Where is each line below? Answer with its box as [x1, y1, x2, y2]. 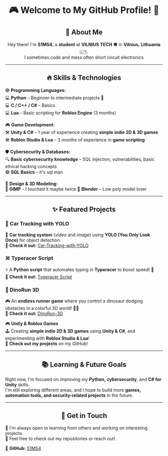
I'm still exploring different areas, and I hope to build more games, [5, 387, 141, 393]
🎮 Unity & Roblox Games [5, 321, 58, 327]
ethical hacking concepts [5, 163, 57, 169]
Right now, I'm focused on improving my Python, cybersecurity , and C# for [5, 376, 161, 382]
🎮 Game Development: [5, 121, 55, 127]
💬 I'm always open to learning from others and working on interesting [5, 425, 148, 431]
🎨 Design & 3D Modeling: [5, 181, 58, 187]
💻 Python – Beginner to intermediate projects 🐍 [5, 94, 104, 101]
